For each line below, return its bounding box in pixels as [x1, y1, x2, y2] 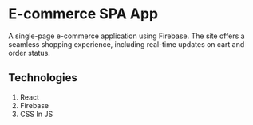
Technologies [8, 71, 78, 84]
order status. [8, 48, 50, 57]
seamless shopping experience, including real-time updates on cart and [8, 39, 245, 49]
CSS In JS [19, 109, 53, 119]
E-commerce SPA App [8, 5, 158, 23]
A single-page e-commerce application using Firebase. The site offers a [8, 31, 245, 41]
